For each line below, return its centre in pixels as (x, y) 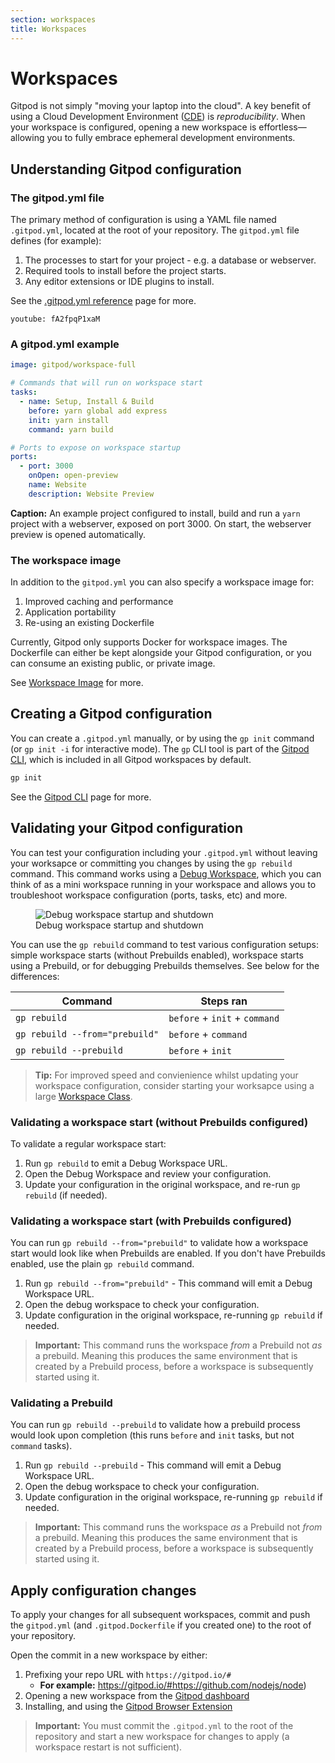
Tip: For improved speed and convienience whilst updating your (166, 1075)
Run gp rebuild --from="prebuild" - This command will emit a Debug (168, 1283)
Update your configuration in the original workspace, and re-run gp (162, 1184)
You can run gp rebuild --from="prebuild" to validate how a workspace (159, 1243)
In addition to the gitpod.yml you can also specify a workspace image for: (162, 582)
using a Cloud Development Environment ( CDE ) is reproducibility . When (158, 117)
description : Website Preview (91, 494)
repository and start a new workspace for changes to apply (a (162, 1737)
